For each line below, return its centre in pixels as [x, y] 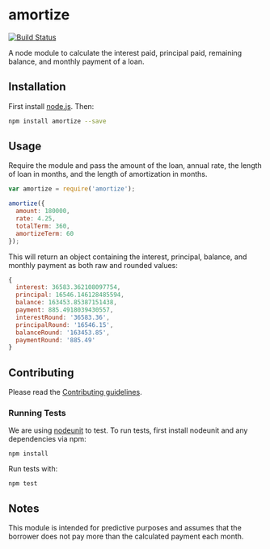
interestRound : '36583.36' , [63, 317]
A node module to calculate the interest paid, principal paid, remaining [125, 52]
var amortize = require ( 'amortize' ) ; [72, 189]
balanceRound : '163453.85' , [63, 333]
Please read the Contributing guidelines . [76, 392]
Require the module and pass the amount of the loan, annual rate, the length [135, 166]
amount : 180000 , [43, 212]
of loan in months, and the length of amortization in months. [108, 174]
